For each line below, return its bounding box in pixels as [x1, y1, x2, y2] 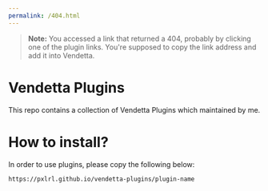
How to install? [8, 133, 110, 151]
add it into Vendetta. [27, 50, 95, 60]
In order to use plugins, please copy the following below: [8, 159, 195, 169]
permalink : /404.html [8, 11, 81, 20]
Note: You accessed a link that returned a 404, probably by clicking [27, 34, 252, 43]
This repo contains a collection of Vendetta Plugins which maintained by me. [8, 105, 261, 114]
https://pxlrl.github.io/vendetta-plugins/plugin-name [8, 175, 195, 183]
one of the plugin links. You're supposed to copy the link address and [27, 42, 257, 52]
